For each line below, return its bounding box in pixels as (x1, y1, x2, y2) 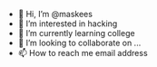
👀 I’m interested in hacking (17, 18, 118, 29)
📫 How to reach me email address (17, 48, 148, 58)
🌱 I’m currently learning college (17, 28, 135, 38)
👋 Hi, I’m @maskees (17, 9, 93, 19)
